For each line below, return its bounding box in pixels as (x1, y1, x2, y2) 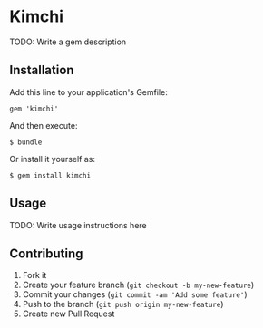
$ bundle (9, 138, 43, 147)
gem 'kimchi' (9, 104, 59, 113)
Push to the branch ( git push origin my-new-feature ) (22, 299, 224, 310)
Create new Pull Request (22, 308, 115, 319)
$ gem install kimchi (9, 170, 92, 180)
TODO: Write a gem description (9, 36, 127, 47)
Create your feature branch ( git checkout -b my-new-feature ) (22, 279, 255, 291)
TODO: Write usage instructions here (9, 219, 147, 230)
